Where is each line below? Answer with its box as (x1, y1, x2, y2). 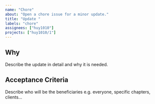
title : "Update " (5, 16, 41, 21)
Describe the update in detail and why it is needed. (5, 61, 108, 67)
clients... (5, 94, 23, 100)
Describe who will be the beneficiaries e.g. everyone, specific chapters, (5, 89, 151, 95)
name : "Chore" (5, 7, 34, 12)
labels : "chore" (5, 21, 38, 26)
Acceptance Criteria (5, 76, 68, 84)
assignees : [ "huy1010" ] (5, 26, 54, 31)
